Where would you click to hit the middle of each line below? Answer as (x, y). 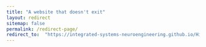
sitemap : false (26, 23)
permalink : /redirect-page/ (42, 29)
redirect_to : (23, 35)
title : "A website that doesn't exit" (56, 12)
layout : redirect (29, 18)
